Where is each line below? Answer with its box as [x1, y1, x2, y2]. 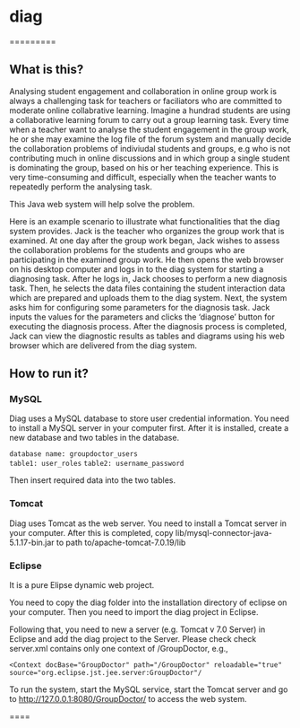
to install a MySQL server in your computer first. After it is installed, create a [9, 423, 289, 434]
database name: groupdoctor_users [9, 450, 139, 459]
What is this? [9, 62, 84, 77]
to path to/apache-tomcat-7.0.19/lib [56, 537, 186, 548]
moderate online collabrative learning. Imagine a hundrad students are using [9, 105, 291, 116]
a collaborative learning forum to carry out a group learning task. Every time [9, 114, 289, 125]
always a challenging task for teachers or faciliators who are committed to [9, 95, 282, 106]
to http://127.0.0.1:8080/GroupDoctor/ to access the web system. [9, 694, 247, 705]
